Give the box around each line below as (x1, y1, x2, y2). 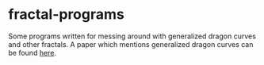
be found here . (8, 48, 57, 57)
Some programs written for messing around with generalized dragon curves (8, 31, 256, 41)
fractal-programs (8, 5, 124, 23)
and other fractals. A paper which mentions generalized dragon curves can (8, 39, 254, 49)
